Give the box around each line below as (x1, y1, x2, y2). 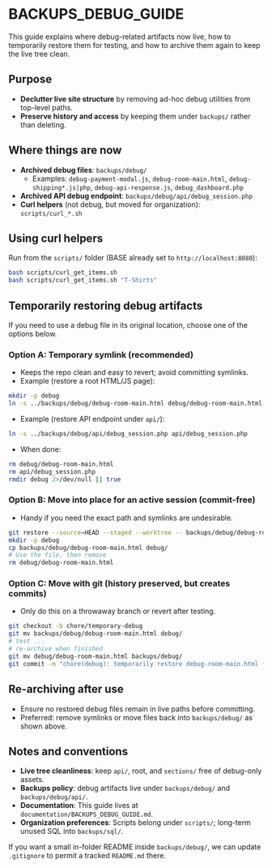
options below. (8, 329, 57, 338)
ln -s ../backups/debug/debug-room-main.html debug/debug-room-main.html (8, 399, 263, 408)
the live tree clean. (8, 49, 70, 58)
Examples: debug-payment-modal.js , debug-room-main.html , (32, 174, 227, 183)
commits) (8, 588, 47, 599)
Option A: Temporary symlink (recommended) (8, 349, 194, 360)
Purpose (8, 72, 53, 86)
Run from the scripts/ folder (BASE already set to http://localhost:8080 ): (8, 253, 257, 263)
